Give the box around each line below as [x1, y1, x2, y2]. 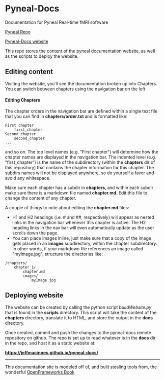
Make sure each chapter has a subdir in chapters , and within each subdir [5, 185, 154, 190]
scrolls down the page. [12, 230, 59, 236]
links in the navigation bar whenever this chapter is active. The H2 [12, 219, 146, 225]
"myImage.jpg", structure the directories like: [12, 251, 103, 257]
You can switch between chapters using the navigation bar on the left [5, 86, 146, 92]
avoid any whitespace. [5, 175, 51, 181]
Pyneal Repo [5, 29, 31, 35]
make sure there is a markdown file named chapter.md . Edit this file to [5, 190, 148, 195]
